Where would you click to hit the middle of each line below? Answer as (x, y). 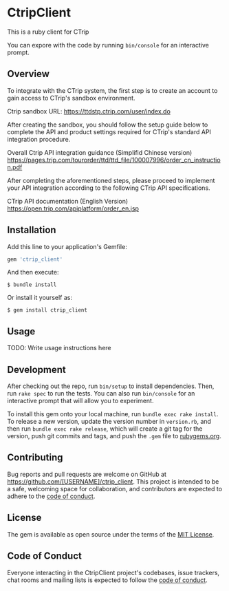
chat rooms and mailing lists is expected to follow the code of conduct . (107, 580)
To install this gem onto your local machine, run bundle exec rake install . (113, 414)
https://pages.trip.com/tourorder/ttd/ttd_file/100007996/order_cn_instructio (114, 160)
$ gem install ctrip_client (47, 310)
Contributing (35, 458)
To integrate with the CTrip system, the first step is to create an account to (112, 90)
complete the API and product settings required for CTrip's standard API (109, 131)
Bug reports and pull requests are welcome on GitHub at (87, 474)
